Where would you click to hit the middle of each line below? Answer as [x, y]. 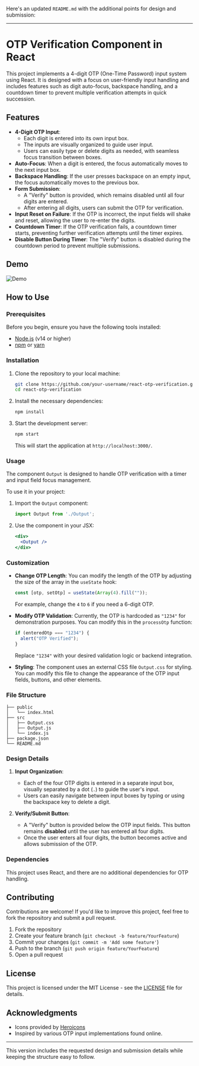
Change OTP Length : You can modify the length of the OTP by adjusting [103, 576]
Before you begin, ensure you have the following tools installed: [84, 327]
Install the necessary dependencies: [59, 401]
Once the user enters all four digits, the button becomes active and [105, 838]
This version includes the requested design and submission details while [95, 1050]
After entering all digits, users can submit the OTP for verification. [104, 207]
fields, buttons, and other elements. [58, 680]
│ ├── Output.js [29, 728]
